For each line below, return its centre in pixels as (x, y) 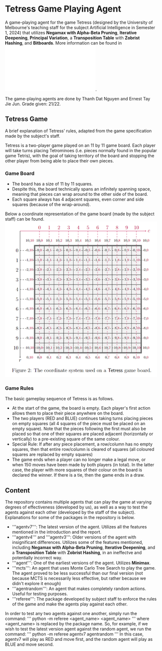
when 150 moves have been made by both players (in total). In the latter (83, 465)
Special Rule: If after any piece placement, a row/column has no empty (82, 444)
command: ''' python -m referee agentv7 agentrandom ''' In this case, (74, 634)
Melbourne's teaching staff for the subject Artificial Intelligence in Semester (80, 27)
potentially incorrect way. (37, 557)
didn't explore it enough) (36, 583)
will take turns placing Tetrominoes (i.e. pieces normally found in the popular (81, 150)
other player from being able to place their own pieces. (60, 160)
